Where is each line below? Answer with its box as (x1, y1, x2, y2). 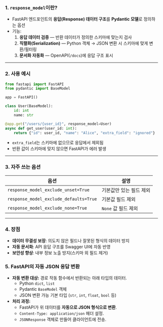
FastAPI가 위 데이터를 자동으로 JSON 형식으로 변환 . (19, 304, 117, 311)
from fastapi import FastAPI (5, 81, 64, 87)
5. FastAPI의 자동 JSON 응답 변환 (5, 263, 80, 270)
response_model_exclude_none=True (7, 205, 87, 211)
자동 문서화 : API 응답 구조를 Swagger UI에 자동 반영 (12, 244, 111, 250)
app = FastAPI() (5, 95, 38, 100)
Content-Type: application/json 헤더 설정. (19, 311, 104, 316)
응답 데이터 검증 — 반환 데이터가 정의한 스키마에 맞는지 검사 (19, 34, 132, 40)
